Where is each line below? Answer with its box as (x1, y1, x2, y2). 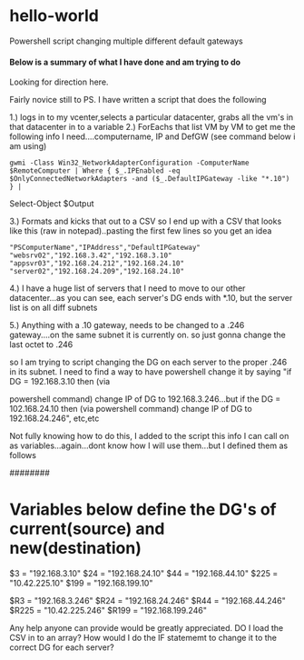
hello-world (9, 5, 100, 26)
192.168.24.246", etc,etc (9, 413, 100, 424)
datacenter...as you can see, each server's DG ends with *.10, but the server (9, 293, 293, 304)
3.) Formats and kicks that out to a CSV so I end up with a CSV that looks (9, 215, 282, 227)
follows (9, 450, 36, 461)
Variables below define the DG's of (9, 499, 277, 520)
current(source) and (9, 519, 165, 539)
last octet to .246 (9, 339, 74, 350)
